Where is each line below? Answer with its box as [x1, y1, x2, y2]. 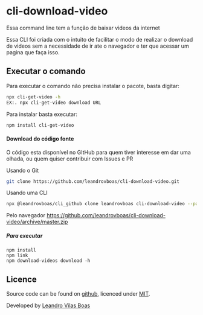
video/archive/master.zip [6, 218, 68, 226]
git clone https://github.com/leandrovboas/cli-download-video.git [6, 178, 180, 185]
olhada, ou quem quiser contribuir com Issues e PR [6, 155, 134, 162]
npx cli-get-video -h [6, 94, 61, 100]
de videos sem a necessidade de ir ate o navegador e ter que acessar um [6, 42, 189, 49]
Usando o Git [6, 167, 39, 174]
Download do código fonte [6, 135, 74, 142]
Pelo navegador [6, 212, 46, 219]
